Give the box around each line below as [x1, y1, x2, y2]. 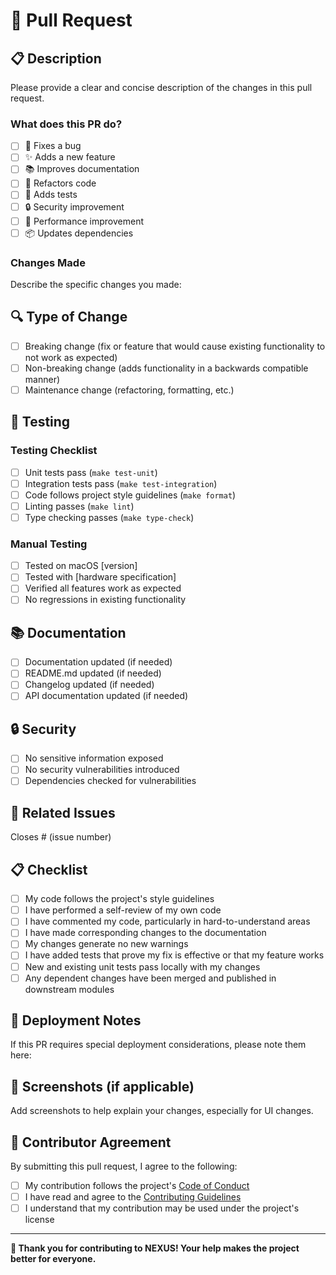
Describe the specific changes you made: [10, 278, 182, 290]
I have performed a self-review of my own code [24, 904, 222, 916]
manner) [24, 373, 61, 385]
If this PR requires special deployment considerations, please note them [10, 1039, 307, 1051]
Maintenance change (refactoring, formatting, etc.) [24, 384, 235, 396]
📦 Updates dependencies [24, 227, 134, 239]
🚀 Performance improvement [24, 215, 144, 227]
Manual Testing [10, 537, 88, 551]
